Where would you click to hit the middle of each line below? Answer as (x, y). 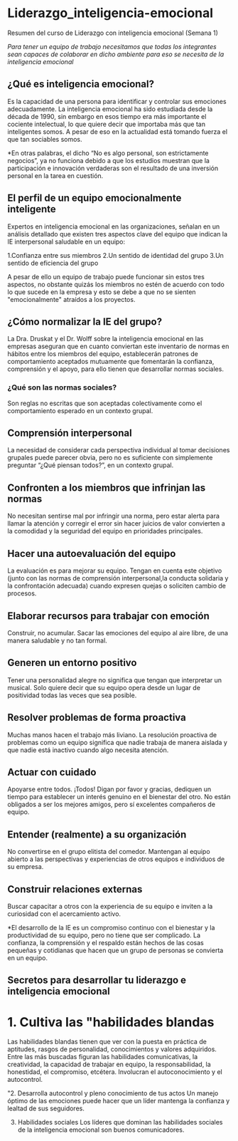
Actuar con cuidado (52, 772)
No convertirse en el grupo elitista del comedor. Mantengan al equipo (109, 852)
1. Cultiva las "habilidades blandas (111, 1022)
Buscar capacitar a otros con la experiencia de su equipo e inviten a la (110, 906)
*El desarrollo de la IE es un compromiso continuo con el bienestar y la (111, 927)
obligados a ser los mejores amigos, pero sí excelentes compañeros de (111, 804)
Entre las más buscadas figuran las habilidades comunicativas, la (103, 1057)
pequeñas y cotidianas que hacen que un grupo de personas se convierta (115, 950)
